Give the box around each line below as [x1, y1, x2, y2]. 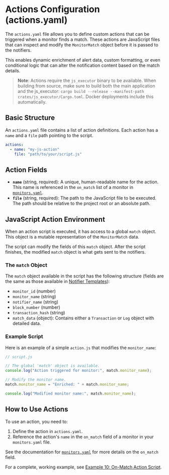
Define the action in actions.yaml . [12, 428, 83, 434]
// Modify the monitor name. [5, 377, 66, 383]
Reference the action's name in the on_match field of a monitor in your [12, 434, 154, 440]
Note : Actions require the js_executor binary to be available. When [17, 77, 156, 83]
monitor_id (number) [12, 288, 56, 294]
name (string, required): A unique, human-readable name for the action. [12, 179, 159, 185]
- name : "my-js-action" [10, 147, 59, 152]
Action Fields [5, 165, 48, 174]
